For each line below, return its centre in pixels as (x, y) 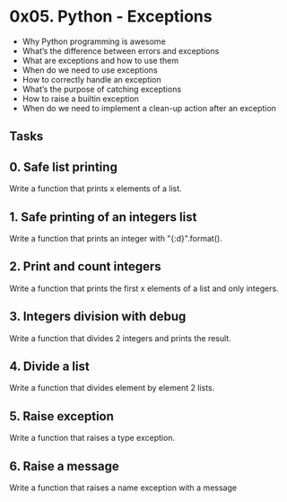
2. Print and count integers (85, 267)
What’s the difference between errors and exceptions (121, 50)
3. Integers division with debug (98, 317)
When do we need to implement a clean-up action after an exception (149, 108)
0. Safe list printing (64, 167)
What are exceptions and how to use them (100, 60)
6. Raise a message (64, 466)
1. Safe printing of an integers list (103, 217)
